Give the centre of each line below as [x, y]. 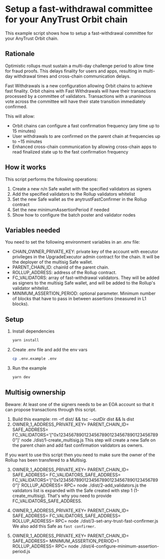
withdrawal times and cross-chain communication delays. [72, 76]
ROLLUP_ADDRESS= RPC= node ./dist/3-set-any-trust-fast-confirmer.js [85, 521]
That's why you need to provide [80, 496]
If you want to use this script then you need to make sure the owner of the [80, 455]
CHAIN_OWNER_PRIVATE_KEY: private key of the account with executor [85, 251]
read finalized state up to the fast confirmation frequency [70, 152]
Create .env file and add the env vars [50, 350]
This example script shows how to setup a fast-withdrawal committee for [79, 33]
